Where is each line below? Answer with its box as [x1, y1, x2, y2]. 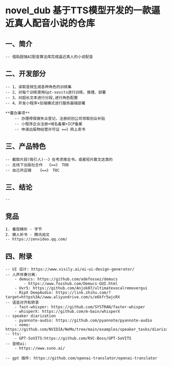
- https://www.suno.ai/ [14, 346, 66, 351]
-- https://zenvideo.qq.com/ [5, 236, 68, 242]
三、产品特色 [5, 142, 46, 151]
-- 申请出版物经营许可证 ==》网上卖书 [14, 126, 85, 132]
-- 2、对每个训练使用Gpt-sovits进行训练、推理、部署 [5, 90, 106, 95]
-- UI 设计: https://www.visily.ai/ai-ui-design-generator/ [5, 267, 135, 272]
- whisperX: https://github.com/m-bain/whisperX [14, 309, 120, 314]
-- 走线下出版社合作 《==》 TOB [5, 162, 69, 167]
